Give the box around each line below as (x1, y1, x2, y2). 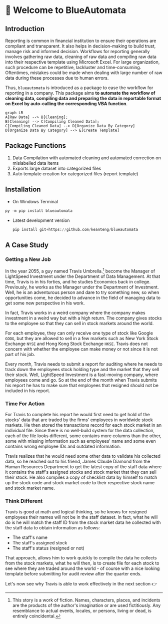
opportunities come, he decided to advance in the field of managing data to (5, 294, 161, 300)
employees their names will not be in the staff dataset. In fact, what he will (5, 514, 158, 520)
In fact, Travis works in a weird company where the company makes (5, 309, 146, 316)
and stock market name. (5, 485, 55, 491)
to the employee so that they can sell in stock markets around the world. (5, 320, 154, 326)
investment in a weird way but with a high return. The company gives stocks (5, 315, 162, 321)
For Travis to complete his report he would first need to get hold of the (5, 412, 150, 418)
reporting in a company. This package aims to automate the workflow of (5, 90, 155, 96)
